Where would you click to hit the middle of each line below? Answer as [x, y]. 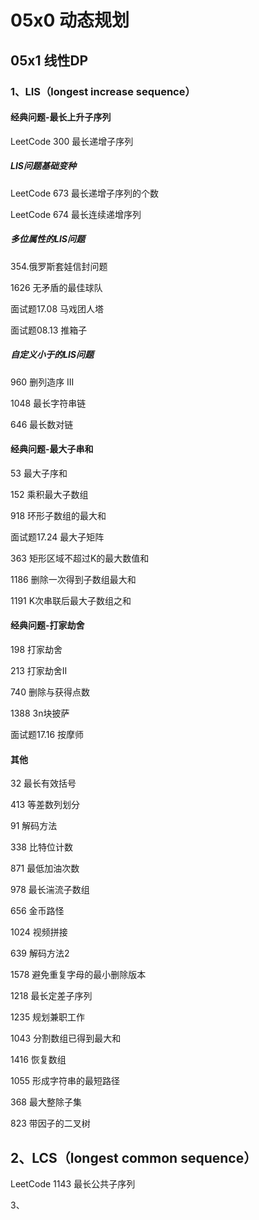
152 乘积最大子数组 [49, 494]
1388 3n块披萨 [40, 713]
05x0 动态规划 [70, 20]
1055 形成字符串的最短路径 [65, 1081]
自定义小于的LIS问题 [52, 355]
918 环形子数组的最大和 [58, 515]
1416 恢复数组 [38, 1060]
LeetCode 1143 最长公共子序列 [73, 1184]
